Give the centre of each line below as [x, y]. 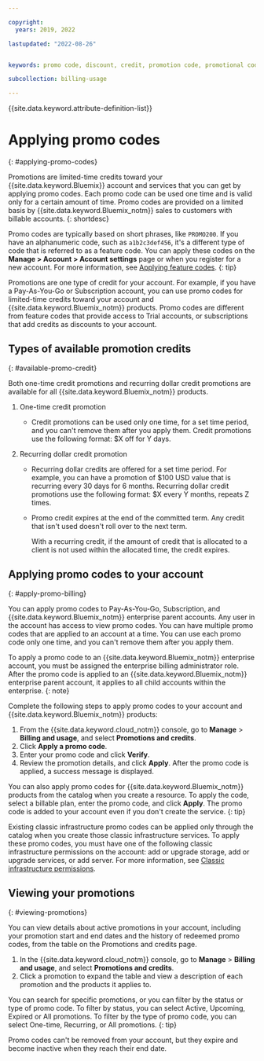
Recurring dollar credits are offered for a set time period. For [129, 469]
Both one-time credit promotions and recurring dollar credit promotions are [130, 383]
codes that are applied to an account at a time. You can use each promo [125, 633]
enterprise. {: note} [39, 690]
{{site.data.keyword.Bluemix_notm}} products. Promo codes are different [126, 308]
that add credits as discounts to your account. [82, 325]
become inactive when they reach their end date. [88, 1048]
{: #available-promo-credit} [53, 368]
